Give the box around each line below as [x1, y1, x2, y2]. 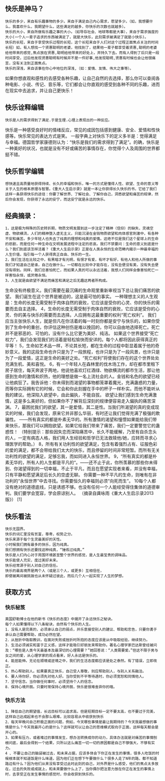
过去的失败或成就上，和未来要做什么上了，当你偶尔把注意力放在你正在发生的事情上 [12, 767, 155, 772]
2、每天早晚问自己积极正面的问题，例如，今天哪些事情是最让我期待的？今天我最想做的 [5, 720, 154, 724]
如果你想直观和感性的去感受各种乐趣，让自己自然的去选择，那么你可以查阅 [5, 75, 156, 81]
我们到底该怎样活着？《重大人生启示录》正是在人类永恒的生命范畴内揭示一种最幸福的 [12, 247, 159, 252]
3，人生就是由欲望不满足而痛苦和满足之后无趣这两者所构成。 [5, 278, 110, 283]
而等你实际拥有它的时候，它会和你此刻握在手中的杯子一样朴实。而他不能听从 [5, 386, 160, 392]
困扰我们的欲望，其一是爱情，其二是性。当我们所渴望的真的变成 [26, 404, 155, 410]
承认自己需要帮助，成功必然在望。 [5, 632, 64, 637]
